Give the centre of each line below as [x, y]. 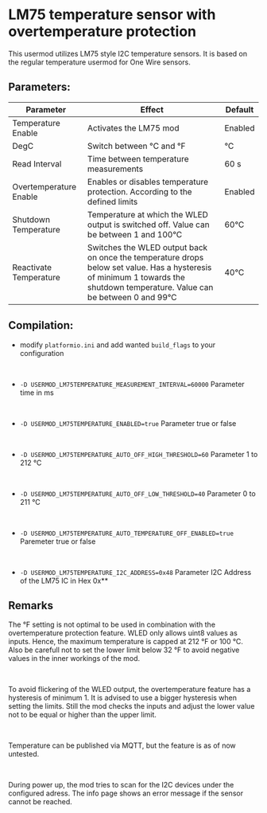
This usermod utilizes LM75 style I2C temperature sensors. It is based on [128, 53]
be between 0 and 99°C [132, 297]
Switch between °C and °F [136, 146]
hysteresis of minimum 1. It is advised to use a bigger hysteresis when [122, 698]
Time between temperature [138, 158]
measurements [115, 169]
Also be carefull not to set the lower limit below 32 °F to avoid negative [124, 650]
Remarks [31, 606]
